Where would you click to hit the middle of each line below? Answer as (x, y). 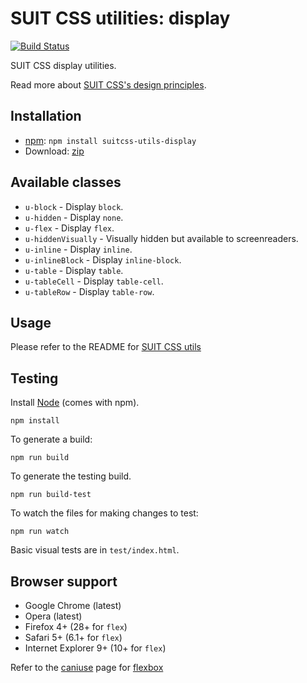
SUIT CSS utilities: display (120, 18)
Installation (46, 116)
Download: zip (54, 151)
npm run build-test (51, 495)
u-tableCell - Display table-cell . (94, 281)
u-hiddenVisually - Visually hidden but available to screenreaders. (161, 238)
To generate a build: (51, 439)
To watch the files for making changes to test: (104, 513)
